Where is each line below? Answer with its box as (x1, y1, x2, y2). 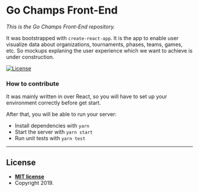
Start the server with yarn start (14, 128, 93, 136)
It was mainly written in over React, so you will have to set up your (6, 93, 168, 100)
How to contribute (6, 79, 59, 87)
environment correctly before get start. (6, 99, 101, 106)
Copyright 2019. (14, 180, 54, 187)
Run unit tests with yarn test (14, 135, 86, 142)
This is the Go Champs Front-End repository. (6, 23, 115, 30)
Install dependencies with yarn (14, 122, 90, 129)
